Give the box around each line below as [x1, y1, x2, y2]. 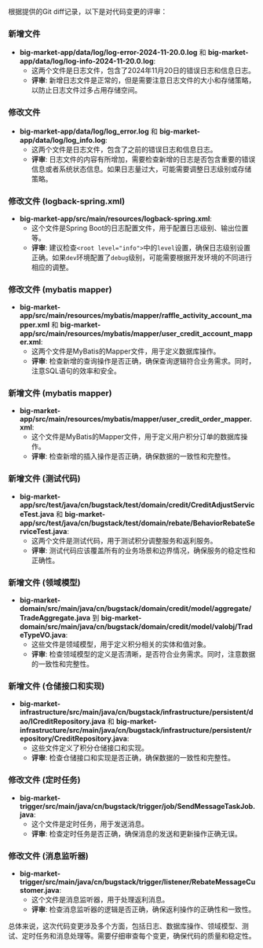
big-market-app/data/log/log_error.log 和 [19, 126, 159, 136]
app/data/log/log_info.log [19, 135, 106, 145]
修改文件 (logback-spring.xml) [8, 196, 126, 207]
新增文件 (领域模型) [8, 576, 81, 587]
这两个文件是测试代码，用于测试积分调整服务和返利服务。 [31, 536, 217, 545]
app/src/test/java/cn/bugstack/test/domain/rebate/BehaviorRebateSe [19, 518, 255, 528]
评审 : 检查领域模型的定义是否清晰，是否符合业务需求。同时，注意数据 [31, 650, 256, 659]
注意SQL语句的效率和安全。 [31, 366, 122, 375]
